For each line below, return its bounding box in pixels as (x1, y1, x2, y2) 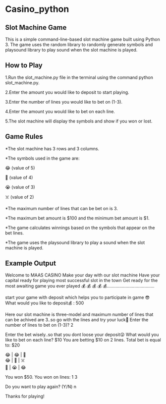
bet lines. (5, 230, 24, 236)
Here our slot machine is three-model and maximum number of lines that (5, 311, 154, 318)
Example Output (5, 259, 56, 268)
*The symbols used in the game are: (5, 155, 80, 161)
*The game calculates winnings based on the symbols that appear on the (5, 225, 155, 231)
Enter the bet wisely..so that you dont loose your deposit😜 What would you (5, 332, 160, 338)
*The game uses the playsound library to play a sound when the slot (5, 239, 145, 245)
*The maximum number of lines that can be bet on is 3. (5, 205, 118, 211)
